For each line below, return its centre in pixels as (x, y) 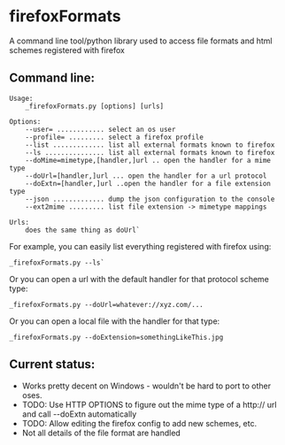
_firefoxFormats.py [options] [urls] (95, 106)
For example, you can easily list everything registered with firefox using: (140, 246)
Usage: (21, 98)
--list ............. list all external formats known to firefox (150, 145)
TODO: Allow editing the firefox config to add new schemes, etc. (139, 423)
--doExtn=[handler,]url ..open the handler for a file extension (148, 183)
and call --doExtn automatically (79, 414)
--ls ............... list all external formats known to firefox (150, 152)
